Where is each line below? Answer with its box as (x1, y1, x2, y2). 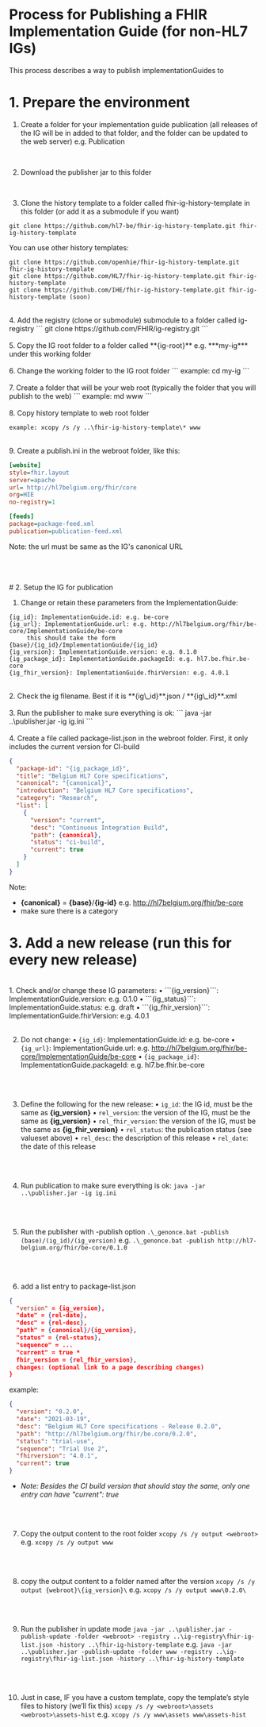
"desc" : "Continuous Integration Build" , (29, 824, 169, 832)
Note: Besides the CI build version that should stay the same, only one (20, 1482, 250, 1491)
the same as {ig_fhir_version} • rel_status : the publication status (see (20, 1124, 253, 1134)
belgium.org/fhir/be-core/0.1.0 (20, 1243, 127, 1252)
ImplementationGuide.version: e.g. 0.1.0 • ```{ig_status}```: (9, 994, 196, 1003)
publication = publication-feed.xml (9, 527, 123, 535)
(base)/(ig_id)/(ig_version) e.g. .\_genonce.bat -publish (20, 1235, 215, 1245)
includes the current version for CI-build (9, 741, 140, 751)
